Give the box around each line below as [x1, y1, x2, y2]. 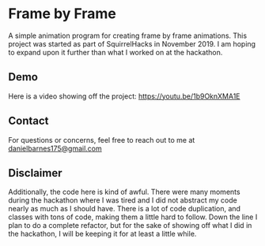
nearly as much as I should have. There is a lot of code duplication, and [8, 204, 241, 214]
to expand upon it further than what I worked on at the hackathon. [8, 47, 223, 57]
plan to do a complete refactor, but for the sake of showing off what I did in [8, 221, 252, 230]
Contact [8, 114, 49, 128]
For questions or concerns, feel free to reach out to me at [8, 135, 195, 144]
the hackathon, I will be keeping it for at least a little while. [8, 229, 197, 239]
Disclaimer [8, 166, 62, 180]
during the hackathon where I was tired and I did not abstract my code [8, 196, 237, 205]
